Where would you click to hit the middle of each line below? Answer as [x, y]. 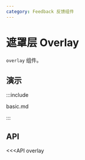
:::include [17, 95]
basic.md [17, 106]
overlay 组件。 [24, 60]
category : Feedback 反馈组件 [40, 12]
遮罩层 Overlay [43, 43]
